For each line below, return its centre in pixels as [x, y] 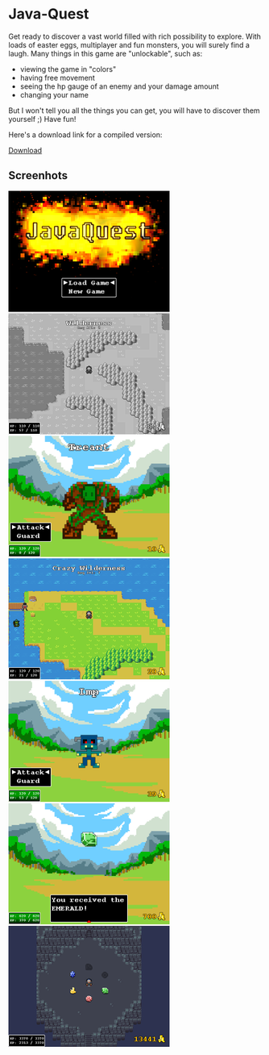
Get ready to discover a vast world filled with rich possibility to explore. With [135, 36]
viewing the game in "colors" [68, 69]
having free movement [57, 77]
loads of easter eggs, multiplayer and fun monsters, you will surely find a [129, 44]
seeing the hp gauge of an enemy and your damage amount [119, 86]
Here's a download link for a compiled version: [85, 135]
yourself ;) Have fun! [42, 119]
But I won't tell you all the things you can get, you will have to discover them [134, 111]
